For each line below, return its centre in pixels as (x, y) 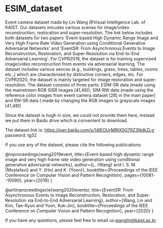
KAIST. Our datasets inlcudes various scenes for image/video (67, 27)
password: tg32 (21, 135)
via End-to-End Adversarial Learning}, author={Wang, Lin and (90, 200)
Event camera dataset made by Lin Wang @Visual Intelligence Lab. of (75, 22)
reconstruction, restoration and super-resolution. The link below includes (79, 32)
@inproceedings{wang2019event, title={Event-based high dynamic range (80, 154)
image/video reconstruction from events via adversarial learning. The (75, 64)
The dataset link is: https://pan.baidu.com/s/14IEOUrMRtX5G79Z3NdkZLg (80, 130)
